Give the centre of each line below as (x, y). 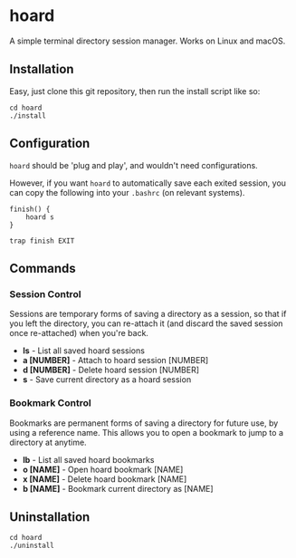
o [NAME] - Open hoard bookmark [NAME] (103, 469)
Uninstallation (50, 517)
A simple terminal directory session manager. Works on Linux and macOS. (148, 41)
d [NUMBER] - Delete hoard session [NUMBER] (111, 370)
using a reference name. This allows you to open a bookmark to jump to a (146, 432)
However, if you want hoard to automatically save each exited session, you (148, 183)
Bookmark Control (51, 403)
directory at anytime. (48, 442)
